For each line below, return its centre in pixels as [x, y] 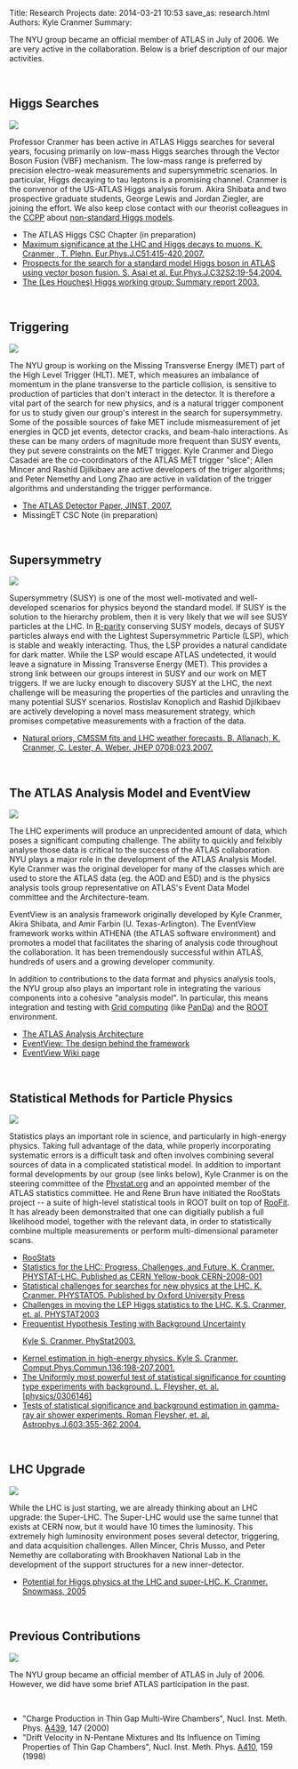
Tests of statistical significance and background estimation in [134, 1406]
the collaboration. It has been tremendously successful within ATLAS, [137, 952]
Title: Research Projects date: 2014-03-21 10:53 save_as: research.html [139, 13]
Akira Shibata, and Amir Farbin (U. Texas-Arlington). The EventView [133, 924]
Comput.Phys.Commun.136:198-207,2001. [98, 1368]
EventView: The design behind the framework [106, 1044]
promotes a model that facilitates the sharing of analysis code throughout [144, 943]
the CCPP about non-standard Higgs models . [92, 217]
